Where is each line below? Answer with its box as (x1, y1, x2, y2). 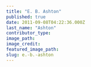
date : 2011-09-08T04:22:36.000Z (6, 19, 85, 25)
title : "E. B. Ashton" (6, 8, 62, 15)
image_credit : (6, 41, 41, 47)
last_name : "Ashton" (6, 24, 57, 31)
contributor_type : (6, 30, 51, 36)
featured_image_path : (6, 47, 59, 52)
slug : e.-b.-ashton (6, 52, 54, 58)
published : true (6, 14, 46, 20)
